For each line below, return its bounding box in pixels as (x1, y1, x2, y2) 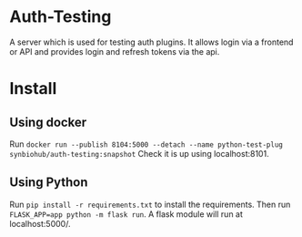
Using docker (9, 114, 87, 129)
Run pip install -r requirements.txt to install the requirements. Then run (9, 199, 291, 210)
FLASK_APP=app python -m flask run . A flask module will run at (9, 208, 244, 220)
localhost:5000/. (9, 218, 71, 229)
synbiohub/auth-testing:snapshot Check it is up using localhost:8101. (9, 148, 270, 159)
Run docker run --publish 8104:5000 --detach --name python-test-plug (9, 139, 284, 149)
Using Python (9, 175, 88, 191)
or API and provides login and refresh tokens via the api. (9, 46, 220, 57)
